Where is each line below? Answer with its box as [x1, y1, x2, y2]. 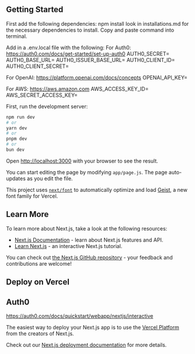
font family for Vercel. [6, 193, 58, 200]
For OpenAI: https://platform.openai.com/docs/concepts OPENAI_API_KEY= [6, 74, 188, 81]
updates [6, 175, 26, 182]
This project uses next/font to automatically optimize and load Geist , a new [6, 186, 188, 193]
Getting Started [6, 5, 64, 15]
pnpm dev [6, 136, 27, 142]
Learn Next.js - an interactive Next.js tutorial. [14, 242, 123, 249]
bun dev [6, 147, 25, 153]
